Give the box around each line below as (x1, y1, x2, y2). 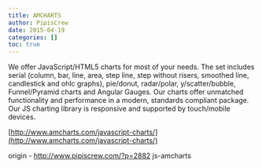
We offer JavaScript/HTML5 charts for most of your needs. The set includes (8, 62, 255, 71)
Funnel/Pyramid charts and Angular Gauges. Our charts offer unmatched (8, 87, 244, 97)
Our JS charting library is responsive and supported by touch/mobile (8, 104, 231, 114)
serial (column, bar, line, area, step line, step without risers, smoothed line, (8, 71, 249, 80)
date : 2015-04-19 (8, 26, 65, 34)
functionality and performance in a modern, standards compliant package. (8, 96, 249, 105)
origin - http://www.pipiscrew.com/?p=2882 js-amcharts (8, 151, 191, 161)
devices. (8, 112, 36, 122)
